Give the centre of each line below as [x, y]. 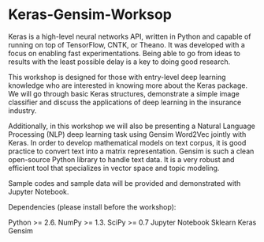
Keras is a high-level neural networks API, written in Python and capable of [130, 36]
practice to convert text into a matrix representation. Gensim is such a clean [131, 151]
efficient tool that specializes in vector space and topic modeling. [114, 168]
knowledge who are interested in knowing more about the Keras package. [128, 85]
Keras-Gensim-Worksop [90, 15]
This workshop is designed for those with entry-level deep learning [117, 77]
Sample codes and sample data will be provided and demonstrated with [125, 183]
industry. [22, 110]
